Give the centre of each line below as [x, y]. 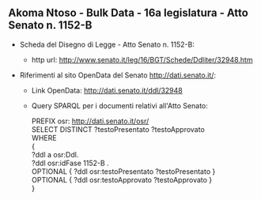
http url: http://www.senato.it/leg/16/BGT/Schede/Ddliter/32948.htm [142, 59]
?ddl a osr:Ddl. [55, 154]
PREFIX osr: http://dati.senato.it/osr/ [90, 121]
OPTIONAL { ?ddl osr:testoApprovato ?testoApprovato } [122, 179]
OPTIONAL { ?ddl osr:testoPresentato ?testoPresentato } [123, 171]
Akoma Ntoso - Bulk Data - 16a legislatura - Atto [129, 13]
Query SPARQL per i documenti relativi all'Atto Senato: [119, 105]
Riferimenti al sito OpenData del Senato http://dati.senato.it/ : [117, 75]
